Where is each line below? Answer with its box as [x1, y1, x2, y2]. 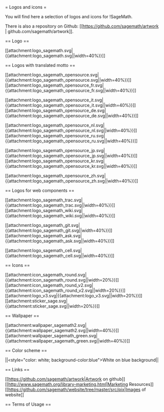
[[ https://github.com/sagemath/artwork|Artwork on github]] [5, 376, 125, 382]
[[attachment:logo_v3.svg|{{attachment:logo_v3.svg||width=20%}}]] [5, 293, 142, 298]
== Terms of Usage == [5, 401, 51, 407]
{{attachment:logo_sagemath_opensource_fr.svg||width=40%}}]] [5, 88, 137, 93]
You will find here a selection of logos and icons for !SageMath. [5, 14, 133, 19]
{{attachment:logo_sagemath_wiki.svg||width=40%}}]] [5, 213, 116, 219]
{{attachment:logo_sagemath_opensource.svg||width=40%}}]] [5, 77, 132, 83]
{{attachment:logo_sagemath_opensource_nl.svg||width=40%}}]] [5, 127, 137, 133]
